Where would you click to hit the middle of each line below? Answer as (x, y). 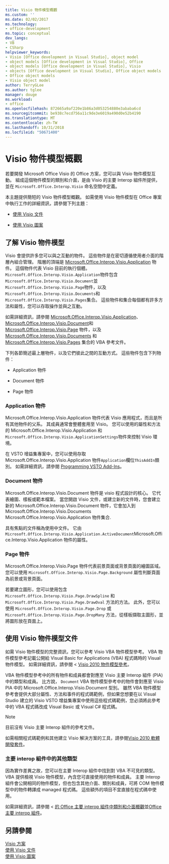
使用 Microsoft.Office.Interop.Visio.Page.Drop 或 (59, 609)
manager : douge (21, 95)
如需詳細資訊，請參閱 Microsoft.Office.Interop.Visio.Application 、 (73, 317)
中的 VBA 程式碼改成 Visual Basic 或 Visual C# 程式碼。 (63, 707)
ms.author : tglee (23, 90)
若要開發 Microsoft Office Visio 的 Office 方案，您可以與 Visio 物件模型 (78, 174)
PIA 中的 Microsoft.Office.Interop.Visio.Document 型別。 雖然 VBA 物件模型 (83, 687)
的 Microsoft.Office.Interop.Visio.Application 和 (54, 430)
